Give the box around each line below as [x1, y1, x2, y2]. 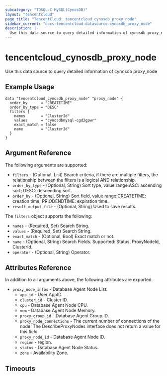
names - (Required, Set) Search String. [12, 223, 89, 229]
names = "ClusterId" [14, 113, 70, 119]
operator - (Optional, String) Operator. [12, 249, 90, 255]
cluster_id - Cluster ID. [19, 297, 68, 303]
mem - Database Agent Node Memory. [19, 307, 96, 314]
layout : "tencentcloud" [5, 12, 55, 17]
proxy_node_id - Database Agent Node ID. [19, 334, 105, 340]
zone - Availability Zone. [19, 350, 69, 356]
